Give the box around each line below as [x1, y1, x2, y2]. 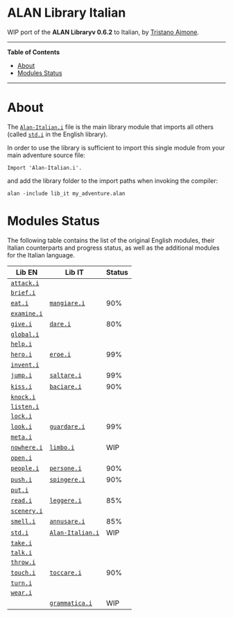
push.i [10, 475, 33, 483]
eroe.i [49, 350, 71, 358]
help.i [10, 339, 33, 348]
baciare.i [49, 383, 82, 390]
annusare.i [49, 517, 85, 525]
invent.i [10, 360, 40, 369]
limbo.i [49, 443, 75, 451]
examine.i [10, 310, 43, 317]
